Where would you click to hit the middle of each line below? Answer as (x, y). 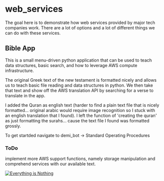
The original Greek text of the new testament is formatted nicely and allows (81, 80)
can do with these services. (33, 33)
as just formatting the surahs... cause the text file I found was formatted (77, 120)
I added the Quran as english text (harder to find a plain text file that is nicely (82, 105)
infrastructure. (20, 70)
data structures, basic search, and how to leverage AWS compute (71, 65)
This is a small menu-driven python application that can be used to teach (79, 60)
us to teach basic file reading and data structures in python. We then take (79, 85)
